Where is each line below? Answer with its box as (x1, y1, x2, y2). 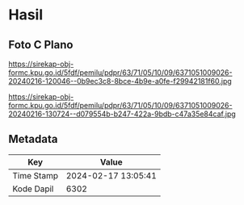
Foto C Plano (8, 38, 74, 52)
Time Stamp (12, 169, 59, 181)
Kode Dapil (12, 183, 54, 195)
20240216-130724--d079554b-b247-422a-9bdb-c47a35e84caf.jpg (8, 109, 236, 119)
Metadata (8, 132, 58, 146)
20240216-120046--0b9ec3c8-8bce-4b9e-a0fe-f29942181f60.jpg (8, 77, 232, 86)
